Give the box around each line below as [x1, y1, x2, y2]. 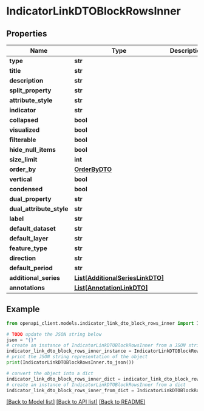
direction [9, 254, 36, 262]
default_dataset [9, 225, 56, 233]
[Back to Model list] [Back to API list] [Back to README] [6, 398, 146, 406]
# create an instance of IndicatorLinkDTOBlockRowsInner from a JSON [6, 342, 186, 348]
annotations [9, 284, 46, 292]
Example [6, 304, 40, 314]
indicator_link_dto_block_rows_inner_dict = [6, 376, 121, 382]
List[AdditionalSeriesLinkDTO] [73, 274, 164, 282]
